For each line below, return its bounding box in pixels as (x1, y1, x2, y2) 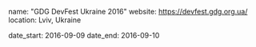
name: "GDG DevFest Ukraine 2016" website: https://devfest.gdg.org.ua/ (8, 7, 248, 16)
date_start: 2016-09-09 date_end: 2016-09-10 (8, 31, 160, 40)
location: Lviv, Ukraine (8, 15, 82, 25)
